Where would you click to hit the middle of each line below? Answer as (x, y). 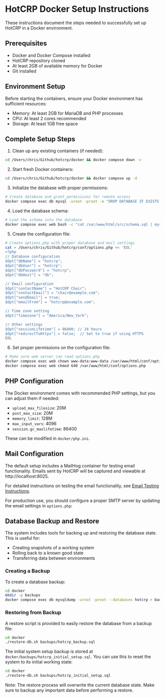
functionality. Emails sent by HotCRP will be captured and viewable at (75, 471)
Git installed (24, 71)
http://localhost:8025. (27, 476)
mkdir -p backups (23, 595)
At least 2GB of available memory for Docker (57, 66)
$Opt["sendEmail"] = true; (33, 298)
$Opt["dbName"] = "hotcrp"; (34, 261)
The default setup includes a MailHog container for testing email (70, 465)
